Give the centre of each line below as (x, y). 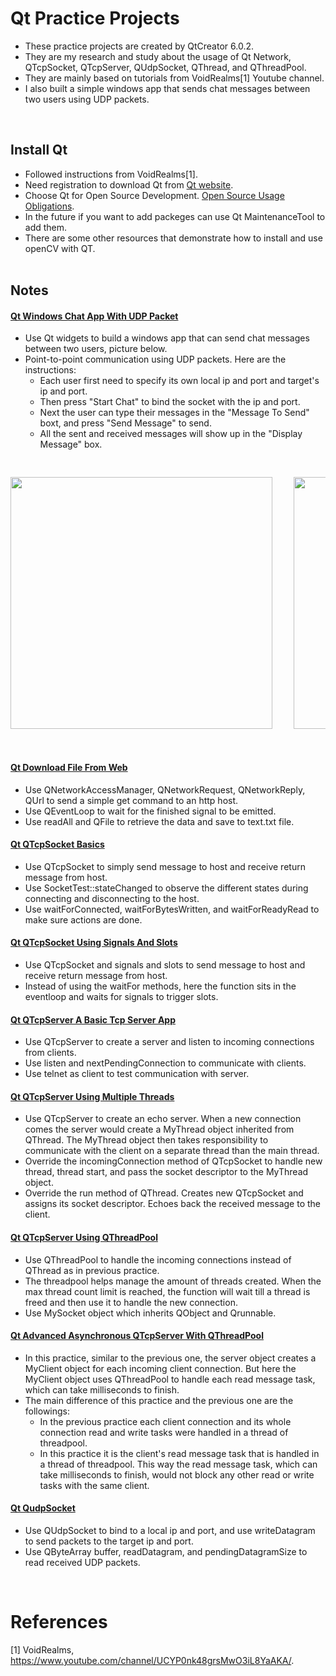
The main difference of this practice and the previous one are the (159, 1400)
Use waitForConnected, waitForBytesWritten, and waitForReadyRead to (172, 909)
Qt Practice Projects (95, 18)
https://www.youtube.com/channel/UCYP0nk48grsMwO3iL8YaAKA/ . (152, 1660)
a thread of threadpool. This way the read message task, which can (178, 1464)
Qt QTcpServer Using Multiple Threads (92, 1096)
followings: (47, 1411)
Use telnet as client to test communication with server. (137, 1074)
